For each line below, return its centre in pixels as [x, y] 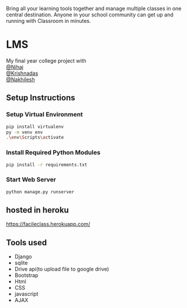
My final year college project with [46, 60]
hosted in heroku [37, 210]
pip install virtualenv [35, 126]
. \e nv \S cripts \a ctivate [35, 138]
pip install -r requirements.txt [47, 165]
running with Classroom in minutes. [49, 21]
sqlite [21, 263]
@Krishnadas [22, 73]
